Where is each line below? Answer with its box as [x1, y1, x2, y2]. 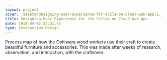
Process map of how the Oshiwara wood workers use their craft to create [5, 39, 156, 45]
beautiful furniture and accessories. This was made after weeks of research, [5, 44, 162, 50]
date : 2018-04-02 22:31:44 [5, 21, 61, 26]
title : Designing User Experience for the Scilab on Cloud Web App [5, 16, 148, 21]
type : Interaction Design [5, 26, 59, 30]
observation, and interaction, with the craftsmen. [5, 50, 105, 56]
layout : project [5, 7, 39, 12]
